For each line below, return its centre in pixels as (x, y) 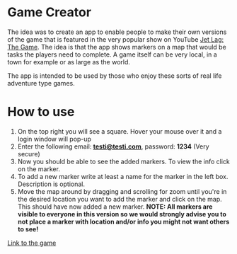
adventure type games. (41, 83)
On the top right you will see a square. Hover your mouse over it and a (120, 131)
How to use (41, 112)
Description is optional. (51, 184)
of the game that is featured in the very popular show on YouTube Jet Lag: (116, 39)
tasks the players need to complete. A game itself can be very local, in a (112, 54)
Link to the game (32, 243)
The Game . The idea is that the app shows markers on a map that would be (117, 47)
